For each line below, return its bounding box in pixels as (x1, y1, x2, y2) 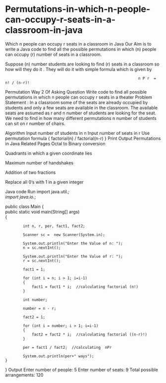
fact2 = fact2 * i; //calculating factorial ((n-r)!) (31, 332, 148, 337)
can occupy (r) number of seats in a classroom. (5, 51, 102, 57)
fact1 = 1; (23, 267, 46, 272)
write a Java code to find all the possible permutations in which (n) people (5, 46, 157, 52)
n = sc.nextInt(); (23, 245, 61, 250)
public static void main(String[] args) (5, 209, 80, 215)
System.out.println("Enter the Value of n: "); (23, 241, 123, 246)
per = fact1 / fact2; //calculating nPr (23, 345, 112, 350)
